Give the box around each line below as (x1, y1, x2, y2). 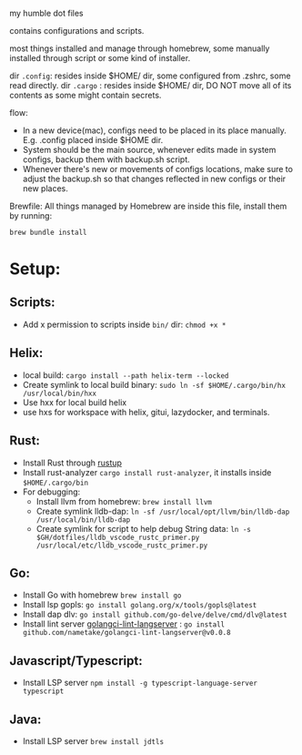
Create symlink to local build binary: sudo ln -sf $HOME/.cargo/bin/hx (22, 379, 287, 390)
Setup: (9, 259, 61, 280)
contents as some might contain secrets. (9, 90, 162, 100)
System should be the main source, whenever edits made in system (22, 145, 277, 155)
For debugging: (22, 486, 81, 497)
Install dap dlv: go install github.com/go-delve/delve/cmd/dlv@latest (22, 609, 288, 620)
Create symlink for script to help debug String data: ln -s (35, 523, 252, 534)
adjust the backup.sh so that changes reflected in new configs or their (22, 173, 287, 184)
